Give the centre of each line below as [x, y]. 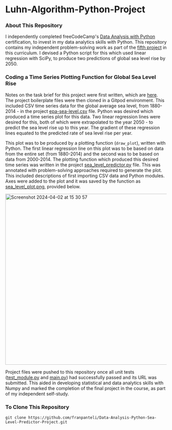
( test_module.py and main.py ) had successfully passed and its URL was [81, 377]
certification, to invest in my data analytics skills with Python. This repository [86, 42]
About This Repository [34, 26]
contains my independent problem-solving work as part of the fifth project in [86, 48]
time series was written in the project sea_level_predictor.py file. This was [83, 165]
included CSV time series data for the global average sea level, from [77, 106]
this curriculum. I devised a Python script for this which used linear [76, 53]
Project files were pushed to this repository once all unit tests [70, 372]
